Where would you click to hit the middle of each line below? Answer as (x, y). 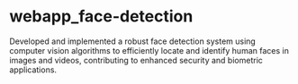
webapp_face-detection (101, 17)
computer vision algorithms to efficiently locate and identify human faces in (149, 50)
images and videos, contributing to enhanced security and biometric (136, 60)
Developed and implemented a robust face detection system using (133, 41)
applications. (33, 70)
